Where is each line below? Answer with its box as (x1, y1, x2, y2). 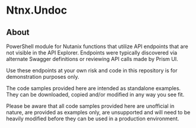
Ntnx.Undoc (6, 4, 68, 17)
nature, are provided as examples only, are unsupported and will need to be (6, 109, 191, 116)
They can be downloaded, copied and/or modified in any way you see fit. (6, 91, 185, 98)
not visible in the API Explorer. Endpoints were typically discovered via (6, 49, 178, 56)
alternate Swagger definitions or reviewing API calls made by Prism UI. (6, 56, 179, 62)
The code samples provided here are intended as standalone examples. (6, 85, 181, 92)
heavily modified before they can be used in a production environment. (6, 115, 179, 122)
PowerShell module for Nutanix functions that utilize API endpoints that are (6, 43, 188, 50)
